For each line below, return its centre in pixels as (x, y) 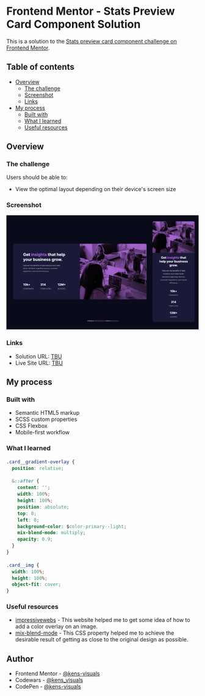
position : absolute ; (43, 507)
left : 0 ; (28, 520)
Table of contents (40, 67)
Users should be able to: (37, 177)
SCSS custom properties (46, 419)
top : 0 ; (27, 513)
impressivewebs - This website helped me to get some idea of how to (103, 620)
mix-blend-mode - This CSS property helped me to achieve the (95, 633)
